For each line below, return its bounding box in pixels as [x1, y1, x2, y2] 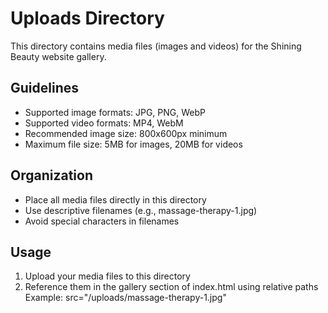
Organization [10, 167, 93, 184]
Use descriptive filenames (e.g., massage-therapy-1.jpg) [24, 204, 258, 216]
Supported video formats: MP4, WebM [24, 117, 184, 129]
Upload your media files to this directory [24, 270, 191, 282]
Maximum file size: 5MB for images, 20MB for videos [24, 138, 243, 150]
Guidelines [10, 80, 79, 97]
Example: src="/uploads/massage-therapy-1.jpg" [24, 292, 227, 304]
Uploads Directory [10, 7, 165, 30]
